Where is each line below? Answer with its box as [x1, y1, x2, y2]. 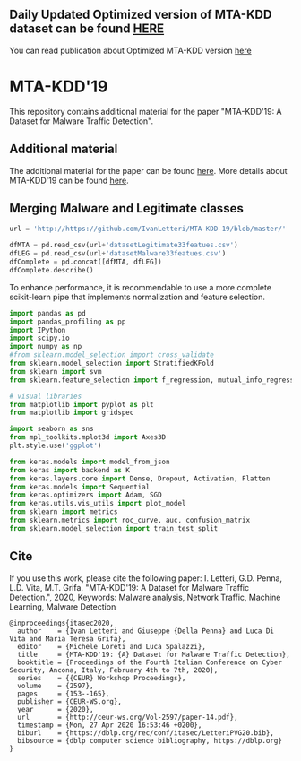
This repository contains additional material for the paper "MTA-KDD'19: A [9, 106, 282, 117]
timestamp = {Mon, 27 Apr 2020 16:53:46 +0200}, [17, 721, 202, 730]
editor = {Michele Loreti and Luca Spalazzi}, [17, 642, 206, 651]
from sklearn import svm [9, 367, 102, 376]
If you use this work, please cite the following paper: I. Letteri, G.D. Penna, [9, 573, 283, 584]
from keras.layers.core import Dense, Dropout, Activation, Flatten [9, 474, 271, 483]
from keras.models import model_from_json [9, 457, 170, 466]
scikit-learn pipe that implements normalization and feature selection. [9, 291, 266, 302]
